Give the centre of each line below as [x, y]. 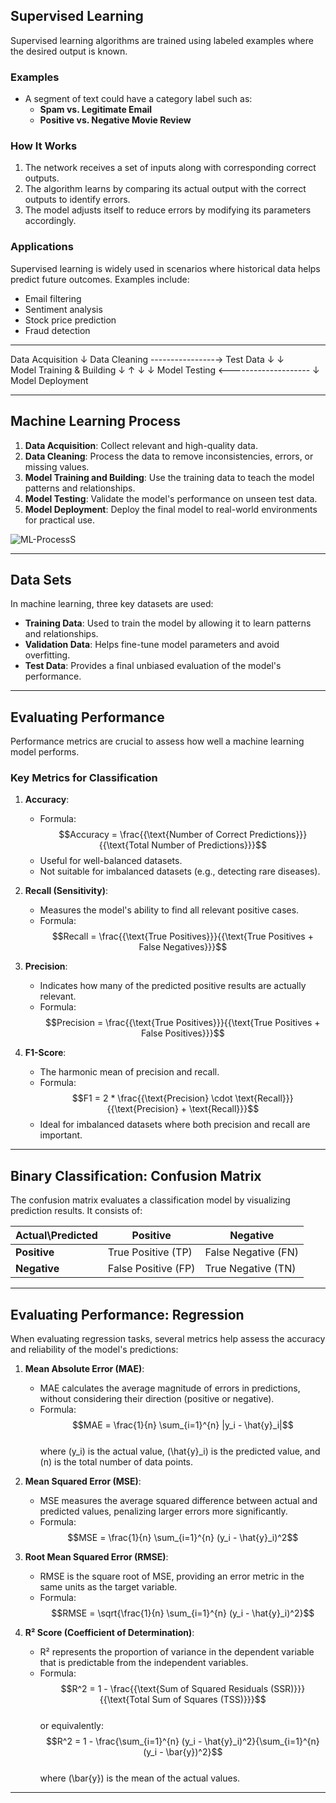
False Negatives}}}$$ [183, 947]
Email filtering [53, 298]
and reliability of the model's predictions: [94, 1350]
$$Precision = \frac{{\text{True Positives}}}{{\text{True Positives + [183, 1023]
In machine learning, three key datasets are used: [112, 604]
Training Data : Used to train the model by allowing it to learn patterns [168, 623]
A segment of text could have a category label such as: [138, 99]
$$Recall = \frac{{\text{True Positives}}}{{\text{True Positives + [182, 936]
